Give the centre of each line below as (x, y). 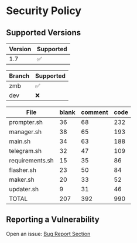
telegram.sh (25, 151)
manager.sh (25, 132)
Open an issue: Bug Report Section (48, 234)
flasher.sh (23, 170)
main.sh (20, 141)
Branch (19, 76)
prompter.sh (26, 122)
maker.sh (22, 179)
